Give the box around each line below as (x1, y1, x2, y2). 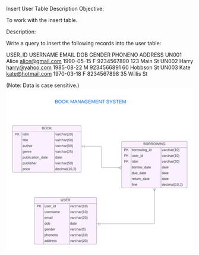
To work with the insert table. (6, 17, 78, 23)
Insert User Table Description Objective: (6, 5, 104, 12)
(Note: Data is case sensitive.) (6, 82, 80, 89)
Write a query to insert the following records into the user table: (6, 40, 162, 46)
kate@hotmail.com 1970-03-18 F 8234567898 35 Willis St (6, 70, 148, 77)
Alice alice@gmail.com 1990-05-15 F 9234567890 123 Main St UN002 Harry (6, 58, 194, 64)
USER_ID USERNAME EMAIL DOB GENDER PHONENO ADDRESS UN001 (6, 51, 182, 58)
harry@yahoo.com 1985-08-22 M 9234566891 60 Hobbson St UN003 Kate (6, 64, 191, 71)
